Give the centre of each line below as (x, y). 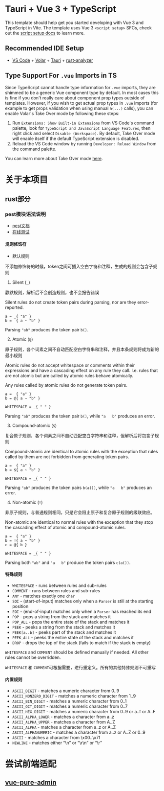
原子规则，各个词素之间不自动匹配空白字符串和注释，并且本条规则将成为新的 (82, 349)
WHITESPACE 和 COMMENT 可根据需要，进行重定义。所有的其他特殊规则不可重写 (81, 667)
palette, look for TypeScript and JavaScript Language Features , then (81, 128)
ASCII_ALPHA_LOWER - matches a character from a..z (63, 717)
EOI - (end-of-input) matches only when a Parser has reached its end (82, 611)
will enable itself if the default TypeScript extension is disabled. (76, 139)
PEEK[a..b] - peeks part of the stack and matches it (64, 632)
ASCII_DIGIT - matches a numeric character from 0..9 (66, 691)
